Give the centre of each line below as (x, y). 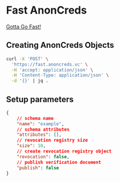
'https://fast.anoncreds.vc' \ (50, 64)
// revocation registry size (52, 140)
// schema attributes (43, 129)
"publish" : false (38, 168)
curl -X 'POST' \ (27, 59)
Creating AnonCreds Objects (60, 45)
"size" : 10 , (31, 146)
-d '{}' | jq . (30, 81)
